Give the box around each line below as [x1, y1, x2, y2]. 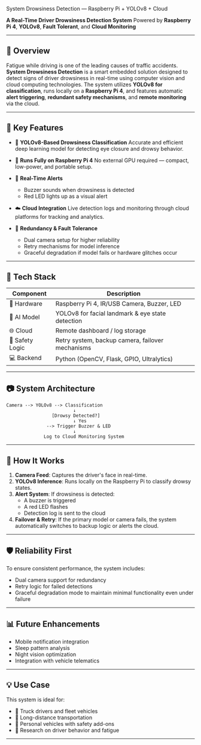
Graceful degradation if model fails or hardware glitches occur [23, 249, 178, 256]
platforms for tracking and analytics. [14, 213, 105, 220]
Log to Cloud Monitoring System [44, 433, 124, 440]
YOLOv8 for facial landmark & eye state [55, 309, 166, 317]
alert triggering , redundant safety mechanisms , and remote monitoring [6, 93, 187, 100]
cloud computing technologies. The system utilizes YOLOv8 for [6, 81, 163, 88]
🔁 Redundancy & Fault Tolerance [14, 224, 98, 232]
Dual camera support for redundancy [14, 576, 106, 584]
